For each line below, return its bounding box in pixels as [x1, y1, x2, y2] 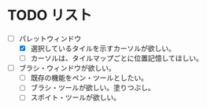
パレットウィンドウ [18, 34, 82, 43]
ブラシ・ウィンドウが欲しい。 [18, 64, 116, 73]
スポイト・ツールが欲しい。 [30, 93, 121, 102]
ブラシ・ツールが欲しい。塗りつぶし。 [30, 83, 155, 93]
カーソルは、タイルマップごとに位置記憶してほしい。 [30, 53, 204, 63]
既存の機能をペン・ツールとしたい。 [30, 73, 149, 82]
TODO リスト [7, 6, 92, 24]
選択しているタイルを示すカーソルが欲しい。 [30, 44, 176, 53]
